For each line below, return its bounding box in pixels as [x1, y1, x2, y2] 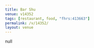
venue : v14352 [5, 12, 34, 16]
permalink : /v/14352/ [5, 20, 49, 26]
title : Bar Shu [5, 7, 36, 12]
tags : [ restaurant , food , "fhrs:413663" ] [5, 16, 90, 21]
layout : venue [5, 25, 34, 30]
